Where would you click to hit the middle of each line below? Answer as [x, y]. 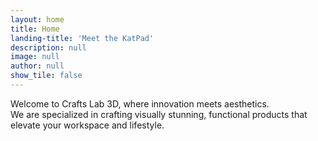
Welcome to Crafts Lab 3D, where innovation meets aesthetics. [140, 103]
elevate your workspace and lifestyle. [87, 125]
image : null [35, 57]
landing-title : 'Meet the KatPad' [82, 38]
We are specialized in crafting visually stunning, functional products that [159, 114]
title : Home [35, 29]
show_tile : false [46, 76]
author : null [37, 66]
